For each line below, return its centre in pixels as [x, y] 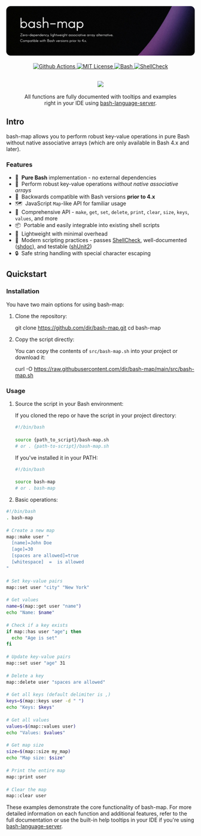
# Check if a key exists [37, 625]
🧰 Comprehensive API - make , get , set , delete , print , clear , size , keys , [102, 212]
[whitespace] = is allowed [48, 562]
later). [13, 149]
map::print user [26, 777]
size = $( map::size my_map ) [38, 752]
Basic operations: [36, 500]
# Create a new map [31, 530]
